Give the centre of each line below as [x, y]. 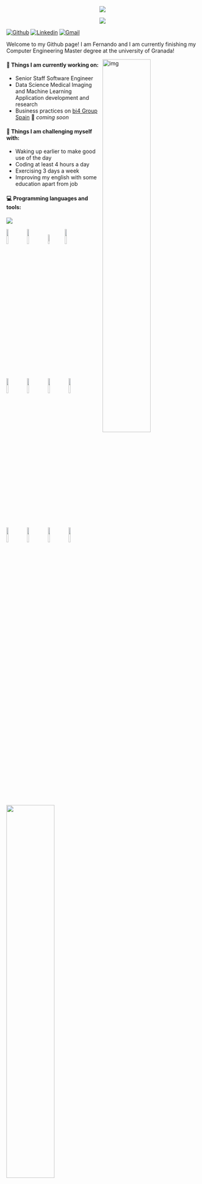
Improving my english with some [56, 177]
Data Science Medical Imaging [53, 85]
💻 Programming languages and [47, 198]
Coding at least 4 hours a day [52, 165]
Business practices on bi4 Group [56, 111]
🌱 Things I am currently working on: [52, 65]
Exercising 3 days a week [47, 171]
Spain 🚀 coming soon [42, 117]
